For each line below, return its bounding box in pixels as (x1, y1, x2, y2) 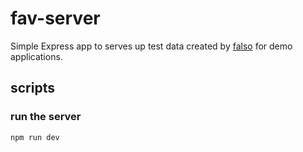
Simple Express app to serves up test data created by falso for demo (10, 40, 293, 52)
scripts (10, 80, 55, 97)
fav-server (10, 7, 101, 30)
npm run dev (10, 132, 60, 142)
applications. (10, 50, 63, 62)
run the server (10, 110, 82, 124)
